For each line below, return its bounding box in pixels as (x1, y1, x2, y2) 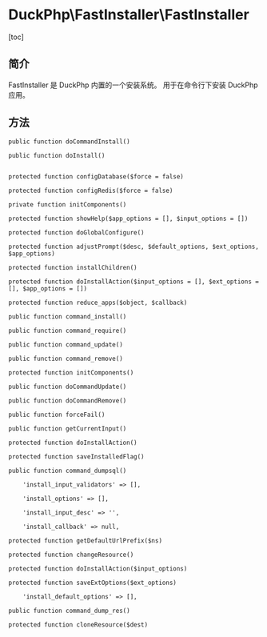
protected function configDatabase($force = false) (8, 172, 184, 181)
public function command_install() (8, 312, 127, 321)
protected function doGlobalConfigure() (8, 228, 145, 237)
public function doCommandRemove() (8, 396, 127, 405)
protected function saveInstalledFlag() (8, 452, 145, 461)
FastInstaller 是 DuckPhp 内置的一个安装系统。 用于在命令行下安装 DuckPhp (8, 80, 258, 90)
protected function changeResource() (8, 551, 134, 559)
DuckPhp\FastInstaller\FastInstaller (8, 6, 249, 24)
